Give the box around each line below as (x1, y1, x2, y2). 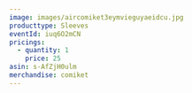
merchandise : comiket (9, 71, 89, 80)
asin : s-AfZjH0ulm (9, 63, 77, 72)
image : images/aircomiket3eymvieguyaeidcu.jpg (9, 12, 184, 22)
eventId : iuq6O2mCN (9, 29, 81, 38)
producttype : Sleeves (9, 21, 89, 30)
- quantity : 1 (17, 46, 69, 55)
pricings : (9, 37, 46, 47)
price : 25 (25, 54, 62, 63)
